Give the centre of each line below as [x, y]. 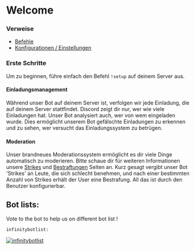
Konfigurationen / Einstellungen [53, 48]
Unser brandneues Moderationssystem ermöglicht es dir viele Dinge [89, 155]
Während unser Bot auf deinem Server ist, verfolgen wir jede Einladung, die [98, 103]
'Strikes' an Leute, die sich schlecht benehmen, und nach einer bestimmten [98, 173]
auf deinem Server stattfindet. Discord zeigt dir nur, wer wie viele [85, 109]
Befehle [24, 41]
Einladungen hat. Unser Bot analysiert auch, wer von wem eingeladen [91, 115]
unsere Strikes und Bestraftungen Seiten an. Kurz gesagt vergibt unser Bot [97, 167]
